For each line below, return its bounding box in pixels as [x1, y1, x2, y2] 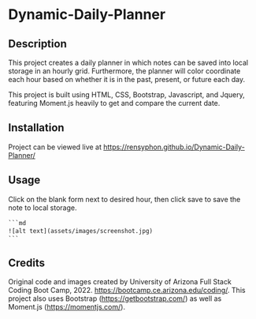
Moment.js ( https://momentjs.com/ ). [8, 302, 126, 312]
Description [8, 37, 67, 51]
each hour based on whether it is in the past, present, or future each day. [8, 75, 246, 84]
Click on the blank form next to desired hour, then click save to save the [8, 194, 241, 204]
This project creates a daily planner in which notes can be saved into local [8, 58, 249, 67]
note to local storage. [8, 203, 77, 212]
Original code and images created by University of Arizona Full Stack [8, 277, 232, 287]
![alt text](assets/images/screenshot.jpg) [8, 227, 154, 235]
